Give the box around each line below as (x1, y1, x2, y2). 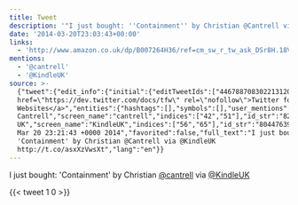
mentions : (9, 54, 46, 63)
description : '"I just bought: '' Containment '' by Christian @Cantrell (9, 21, 279, 30)
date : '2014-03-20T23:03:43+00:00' (9, 29, 141, 38)
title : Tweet (9, 12, 58, 22)
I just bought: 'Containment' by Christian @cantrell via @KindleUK (9, 170, 250, 180)
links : (9, 37, 34, 47)
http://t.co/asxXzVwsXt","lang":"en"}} (17, 145, 165, 154)
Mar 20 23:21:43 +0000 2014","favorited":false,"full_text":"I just (17, 129, 276, 138)
